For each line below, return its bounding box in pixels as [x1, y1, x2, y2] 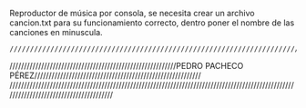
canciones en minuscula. [9, 27, 103, 37]
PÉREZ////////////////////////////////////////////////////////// [9, 70, 202, 81]
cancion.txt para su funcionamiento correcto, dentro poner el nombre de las [9, 17, 295, 28]
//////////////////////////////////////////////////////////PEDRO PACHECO [9, 61, 244, 71]
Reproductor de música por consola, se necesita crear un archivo [9, 8, 255, 18]
